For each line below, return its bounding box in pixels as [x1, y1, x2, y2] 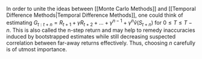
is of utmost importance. [6, 46, 68, 53]
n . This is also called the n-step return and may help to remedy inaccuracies [6, 26, 195, 34]
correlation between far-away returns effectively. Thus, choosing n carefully [6, 39, 196, 47]
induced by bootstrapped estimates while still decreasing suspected [6, 33, 176, 40]
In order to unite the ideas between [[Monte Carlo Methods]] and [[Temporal [6, 5, 196, 12]
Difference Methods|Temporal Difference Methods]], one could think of [6, 11, 183, 19]
